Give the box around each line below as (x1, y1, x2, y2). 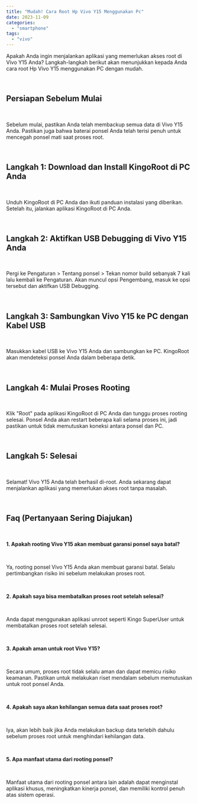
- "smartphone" (11, 25, 49, 31)
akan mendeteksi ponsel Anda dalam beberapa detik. (6, 354, 136, 361)
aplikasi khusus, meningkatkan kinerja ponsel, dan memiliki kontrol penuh (6, 784, 185, 792)
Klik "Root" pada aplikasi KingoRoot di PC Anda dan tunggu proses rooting (6, 410, 187, 417)
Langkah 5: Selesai (6, 451, 77, 461)
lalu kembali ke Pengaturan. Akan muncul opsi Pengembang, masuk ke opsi (6, 276, 190, 283)
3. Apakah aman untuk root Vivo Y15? (6, 645, 100, 652)
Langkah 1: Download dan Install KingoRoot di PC (6, 162, 190, 172)
